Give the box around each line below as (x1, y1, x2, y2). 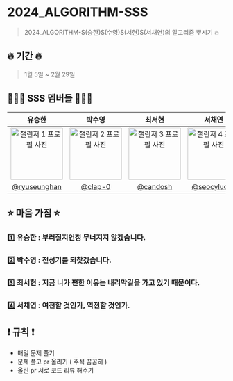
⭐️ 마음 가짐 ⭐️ (7, 206, 60, 219)
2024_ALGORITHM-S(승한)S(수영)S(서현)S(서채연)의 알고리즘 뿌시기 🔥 (24, 28, 220, 36)
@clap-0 (80, 181, 111, 191)
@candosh (137, 181, 173, 191)
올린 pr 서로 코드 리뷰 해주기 (17, 366, 94, 375)
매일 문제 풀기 (17, 349, 55, 357)
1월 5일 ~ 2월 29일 (24, 70, 76, 79)
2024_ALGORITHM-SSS (7, 4, 148, 20)
